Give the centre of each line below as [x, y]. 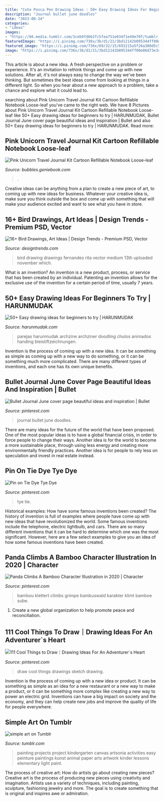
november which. [34, 263]
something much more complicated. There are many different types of [76, 361]
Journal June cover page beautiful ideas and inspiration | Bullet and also [78, 120]
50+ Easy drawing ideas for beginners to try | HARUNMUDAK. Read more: [80, 125]
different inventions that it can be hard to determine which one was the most [82, 532]
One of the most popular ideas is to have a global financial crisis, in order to [81, 435]
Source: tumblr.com [25, 743]
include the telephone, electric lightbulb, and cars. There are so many [75, 526]
